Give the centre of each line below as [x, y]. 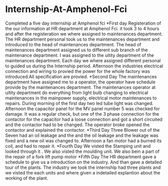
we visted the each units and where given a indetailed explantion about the [83, 172]
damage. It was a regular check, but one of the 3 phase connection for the [82, 114]
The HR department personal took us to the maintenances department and [82, 39]
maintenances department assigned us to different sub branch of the [77, 50]
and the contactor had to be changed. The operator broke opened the [77, 125]
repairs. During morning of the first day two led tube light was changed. [79, 103]
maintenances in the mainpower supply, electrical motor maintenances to [81, 98]
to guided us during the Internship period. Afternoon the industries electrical [84, 66]
